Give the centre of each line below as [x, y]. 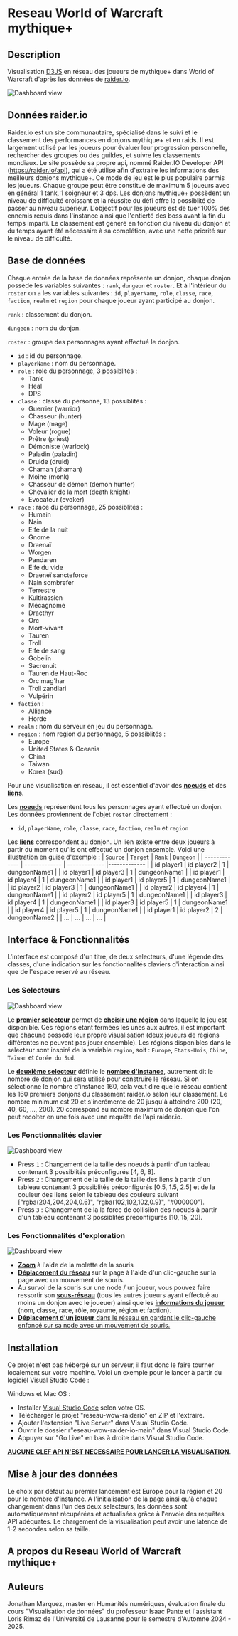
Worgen [40, 552]
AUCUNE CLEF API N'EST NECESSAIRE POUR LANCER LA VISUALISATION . [119, 1452]
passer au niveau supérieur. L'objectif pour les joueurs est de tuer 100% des [119, 208]
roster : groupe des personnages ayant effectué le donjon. [93, 342]
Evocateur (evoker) [56, 499]
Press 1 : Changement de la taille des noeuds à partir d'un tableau [114, 1164]
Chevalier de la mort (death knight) [79, 492]
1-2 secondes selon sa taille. [49, 1529]
